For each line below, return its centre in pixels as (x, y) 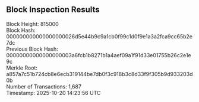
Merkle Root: (22, 68)
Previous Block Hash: (32, 49)
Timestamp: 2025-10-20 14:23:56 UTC (53, 93)
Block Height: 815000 (33, 24)
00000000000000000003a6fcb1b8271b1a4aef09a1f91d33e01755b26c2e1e (99, 55)
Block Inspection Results (53, 10)
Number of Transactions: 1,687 (44, 86)
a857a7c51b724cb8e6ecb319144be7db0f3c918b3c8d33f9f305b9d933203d (99, 74)
